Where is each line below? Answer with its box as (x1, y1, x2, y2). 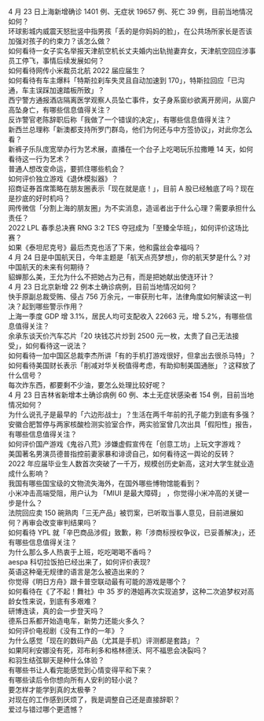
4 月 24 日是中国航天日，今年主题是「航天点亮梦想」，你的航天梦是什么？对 (8, 252, 251, 262)
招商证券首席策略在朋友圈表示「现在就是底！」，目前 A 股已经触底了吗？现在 (8, 184, 255, 193)
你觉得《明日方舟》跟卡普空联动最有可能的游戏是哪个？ (8, 577, 187, 586)
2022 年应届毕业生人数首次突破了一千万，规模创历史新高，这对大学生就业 (8, 459, 247, 468)
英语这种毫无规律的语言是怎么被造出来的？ (8, 567, 146, 576)
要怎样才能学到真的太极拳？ (8, 685, 98, 694)
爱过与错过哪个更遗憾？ (8, 704, 84, 714)
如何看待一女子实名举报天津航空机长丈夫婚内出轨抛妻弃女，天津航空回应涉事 (8, 46, 256, 55)
